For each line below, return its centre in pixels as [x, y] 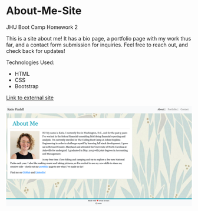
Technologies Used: [30, 62]
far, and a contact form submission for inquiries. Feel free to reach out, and [97, 45]
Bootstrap [27, 86]
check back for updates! [36, 51]
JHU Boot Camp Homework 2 [42, 27]
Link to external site [30, 98]
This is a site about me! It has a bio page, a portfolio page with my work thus [99, 38]
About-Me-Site [44, 11]
